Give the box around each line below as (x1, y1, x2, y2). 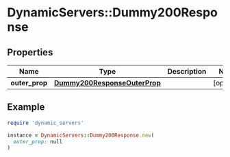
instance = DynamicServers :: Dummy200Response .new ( (7, 132, 155, 139)
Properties (7, 46, 53, 58)
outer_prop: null (13, 138, 63, 145)
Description (167, 67, 207, 76)
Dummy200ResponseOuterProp (53, 78, 161, 87)
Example (7, 101, 45, 113)
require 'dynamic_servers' (7, 119, 84, 126)
